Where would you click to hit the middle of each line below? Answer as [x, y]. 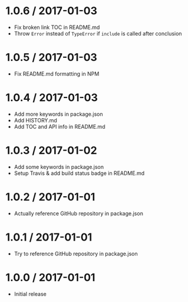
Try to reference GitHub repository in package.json [76, 254]
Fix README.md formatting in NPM [57, 74]
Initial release [30, 294]
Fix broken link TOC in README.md [57, 27]
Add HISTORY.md [35, 120]
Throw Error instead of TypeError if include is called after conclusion [98, 33]
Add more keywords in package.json [58, 114]
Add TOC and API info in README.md [60, 126]
